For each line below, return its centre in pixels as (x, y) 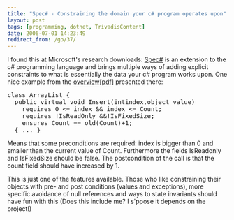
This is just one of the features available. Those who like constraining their (114, 179)
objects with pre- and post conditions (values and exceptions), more (105, 186)
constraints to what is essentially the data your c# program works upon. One (117, 75)
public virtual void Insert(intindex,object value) (105, 102)
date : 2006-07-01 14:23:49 (46, 33)
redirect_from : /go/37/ (42, 40)
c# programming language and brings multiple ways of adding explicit (108, 67)
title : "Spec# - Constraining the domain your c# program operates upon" (117, 14)
